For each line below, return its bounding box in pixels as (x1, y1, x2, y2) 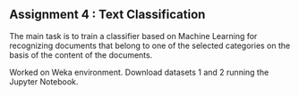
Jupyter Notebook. (9, 76, 79, 87)
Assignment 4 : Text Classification (9, 7, 206, 22)
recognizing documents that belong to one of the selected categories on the (9, 40, 291, 51)
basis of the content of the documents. (9, 49, 153, 60)
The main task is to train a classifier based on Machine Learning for (9, 30, 258, 41)
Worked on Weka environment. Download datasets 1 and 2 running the (9, 67, 269, 77)
